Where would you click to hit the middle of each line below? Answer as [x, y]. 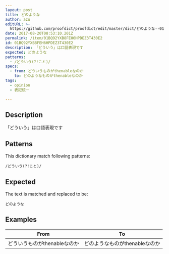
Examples [21, 220]
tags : [11, 80]
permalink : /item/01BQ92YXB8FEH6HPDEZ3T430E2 [54, 38]
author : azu [18, 19]
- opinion [20, 85]
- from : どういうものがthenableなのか [47, 71]
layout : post [19, 10]
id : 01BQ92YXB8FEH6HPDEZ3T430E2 [39, 43]
